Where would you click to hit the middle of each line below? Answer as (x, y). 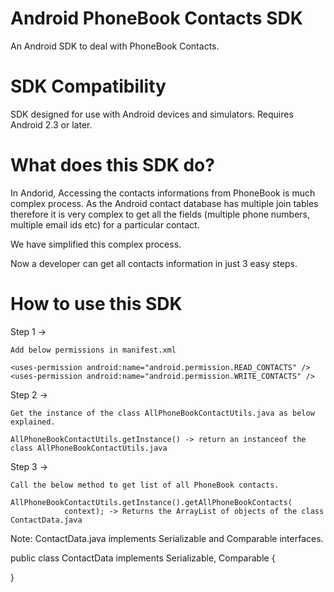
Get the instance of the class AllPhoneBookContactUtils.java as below (162, 413)
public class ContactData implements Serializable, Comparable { (143, 558)
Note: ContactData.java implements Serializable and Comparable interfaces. (167, 538)
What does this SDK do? (112, 165)
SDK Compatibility (88, 86)
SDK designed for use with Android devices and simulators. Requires (152, 114)
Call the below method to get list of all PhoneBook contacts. (145, 485)
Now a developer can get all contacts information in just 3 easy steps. (154, 263)
